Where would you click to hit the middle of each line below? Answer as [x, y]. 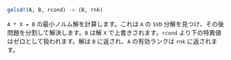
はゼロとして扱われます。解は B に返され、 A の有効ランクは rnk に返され [109, 41]
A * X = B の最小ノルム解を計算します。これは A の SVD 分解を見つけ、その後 [115, 23]
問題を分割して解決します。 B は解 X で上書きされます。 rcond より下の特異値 [114, 32]
